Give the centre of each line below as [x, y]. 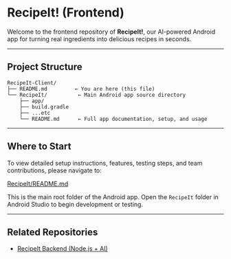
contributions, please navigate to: [54, 170]
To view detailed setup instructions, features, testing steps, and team [105, 163]
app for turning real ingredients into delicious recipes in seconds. [99, 38]
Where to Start [39, 147]
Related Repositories [53, 232]
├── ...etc [35, 113]
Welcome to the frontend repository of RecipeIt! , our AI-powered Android [111, 32]
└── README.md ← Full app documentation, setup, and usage [113, 119]
